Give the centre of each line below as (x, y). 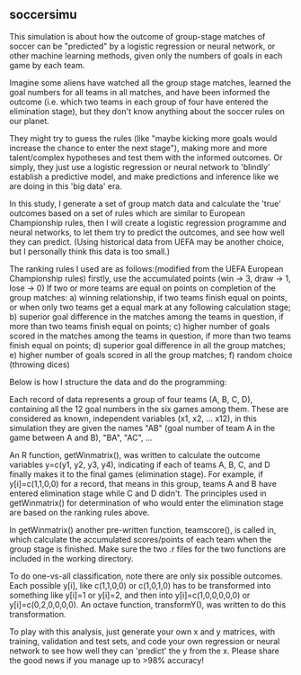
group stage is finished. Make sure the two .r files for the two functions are (147, 549)
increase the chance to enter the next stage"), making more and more (138, 148)
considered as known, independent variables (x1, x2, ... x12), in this (133, 418)
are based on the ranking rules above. (80, 512)
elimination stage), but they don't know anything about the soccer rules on (147, 111)
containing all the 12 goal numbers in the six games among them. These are (149, 409)
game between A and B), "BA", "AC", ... (81, 437)
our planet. (29, 121)
